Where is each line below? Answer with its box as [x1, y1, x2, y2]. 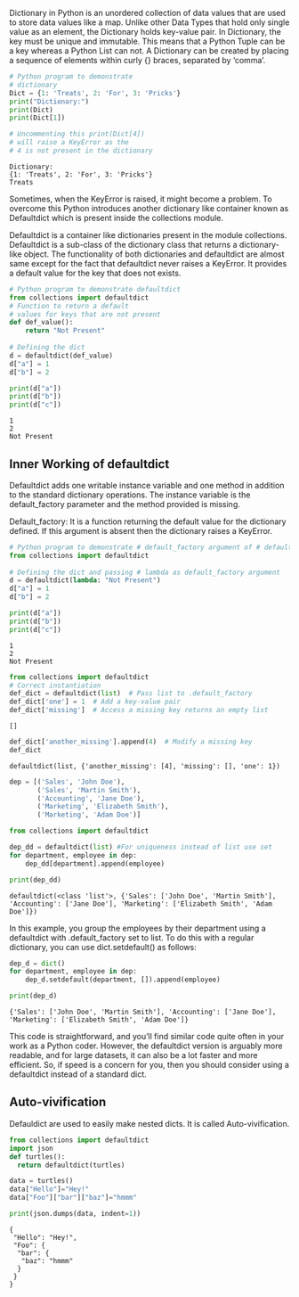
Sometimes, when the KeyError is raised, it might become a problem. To [9, 193, 273, 204]
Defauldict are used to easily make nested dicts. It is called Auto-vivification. [9, 1118, 290, 1129]
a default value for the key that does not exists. [9, 267, 182, 278]
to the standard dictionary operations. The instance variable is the [9, 489, 251, 500]
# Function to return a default [9, 301, 129, 310]
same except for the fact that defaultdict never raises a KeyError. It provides [9, 258, 287, 268]
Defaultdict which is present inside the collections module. [9, 212, 224, 223]
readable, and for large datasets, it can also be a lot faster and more [9, 1050, 258, 1061]
